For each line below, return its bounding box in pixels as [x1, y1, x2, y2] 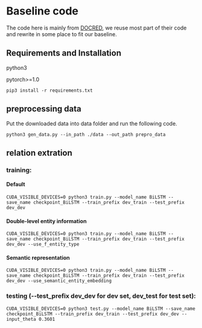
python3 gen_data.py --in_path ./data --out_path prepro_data [6, 131, 166, 137]
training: [6, 166, 32, 174]
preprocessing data [6, 104, 81, 114]
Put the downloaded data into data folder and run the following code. [6, 119, 178, 127]
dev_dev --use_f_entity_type [6, 241, 80, 248]
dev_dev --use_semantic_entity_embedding [6, 278, 112, 284]
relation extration [6, 148, 72, 158]
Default [6, 181, 25, 188]
